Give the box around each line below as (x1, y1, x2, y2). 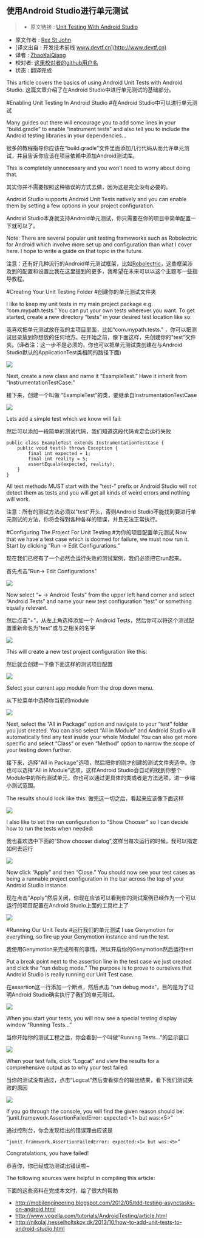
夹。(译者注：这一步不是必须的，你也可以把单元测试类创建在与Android (6, 341, 183, 348)
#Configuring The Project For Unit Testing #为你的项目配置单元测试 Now (6, 528, 187, 535)
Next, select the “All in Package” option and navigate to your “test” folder (6, 720, 189, 728)
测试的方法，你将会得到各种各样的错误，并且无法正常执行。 (11, 515, 161, 523)
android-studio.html (15, 1225, 65, 1232)
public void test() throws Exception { (17, 445, 118, 451)
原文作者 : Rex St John (15, 36, 72, 43)
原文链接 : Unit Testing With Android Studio (30, 23, 138, 30)
